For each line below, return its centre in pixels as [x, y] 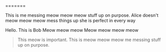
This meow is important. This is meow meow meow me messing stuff [89, 40]
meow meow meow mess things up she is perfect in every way [70, 21]
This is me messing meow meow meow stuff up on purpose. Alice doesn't [82, 15]
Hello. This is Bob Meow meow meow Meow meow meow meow [72, 30]
